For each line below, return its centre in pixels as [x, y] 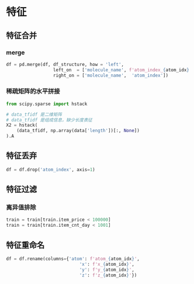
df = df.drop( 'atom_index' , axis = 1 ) [51, 169]
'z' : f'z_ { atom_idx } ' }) [108, 275]
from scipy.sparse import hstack [47, 104]
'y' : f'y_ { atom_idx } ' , [107, 269]
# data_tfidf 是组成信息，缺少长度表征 [49, 120]
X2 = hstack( [22, 125]
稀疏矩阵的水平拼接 [33, 91]
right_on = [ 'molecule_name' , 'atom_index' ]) [110, 75]
